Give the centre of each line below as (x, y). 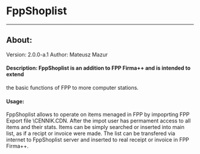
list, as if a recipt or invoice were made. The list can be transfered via (91, 133)
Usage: (15, 101)
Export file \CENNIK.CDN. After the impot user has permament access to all (99, 121)
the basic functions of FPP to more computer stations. (72, 87)
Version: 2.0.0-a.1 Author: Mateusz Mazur (57, 54)
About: (19, 40)
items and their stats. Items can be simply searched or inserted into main (95, 127)
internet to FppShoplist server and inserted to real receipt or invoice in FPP (98, 140)
